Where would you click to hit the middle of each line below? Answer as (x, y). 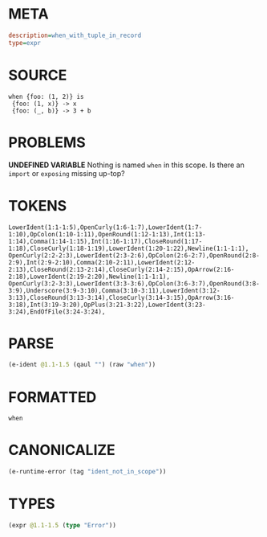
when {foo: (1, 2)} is (46, 96)
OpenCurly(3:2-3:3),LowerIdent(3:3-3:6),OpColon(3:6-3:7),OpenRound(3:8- (134, 283)
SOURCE (38, 75)
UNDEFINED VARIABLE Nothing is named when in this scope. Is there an (126, 165)
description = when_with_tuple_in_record (75, 35)
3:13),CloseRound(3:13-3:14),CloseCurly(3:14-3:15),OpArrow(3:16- (121, 297)
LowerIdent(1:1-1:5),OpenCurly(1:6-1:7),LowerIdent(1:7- (105, 227)
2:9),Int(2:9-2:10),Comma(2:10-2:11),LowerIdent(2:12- (102, 262)
